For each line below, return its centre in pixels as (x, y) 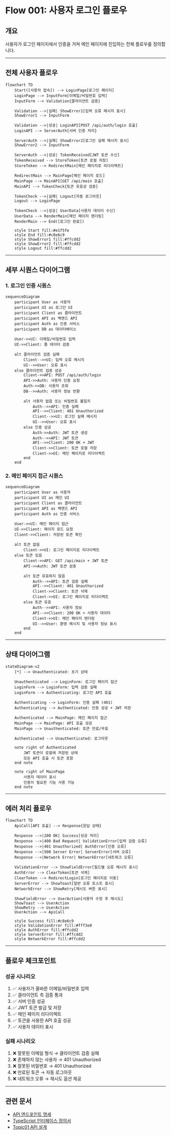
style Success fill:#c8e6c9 (44, 921)
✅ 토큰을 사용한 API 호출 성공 (42, 1020)
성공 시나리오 (20, 976)
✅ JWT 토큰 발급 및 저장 (37, 1008)
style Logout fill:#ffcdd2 (43, 248)
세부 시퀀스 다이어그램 (38, 270)
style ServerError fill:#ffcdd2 (49, 935)
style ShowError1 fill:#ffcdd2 (48, 239)
